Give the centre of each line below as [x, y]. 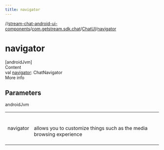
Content [13, 67]
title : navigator [23, 10]
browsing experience [58, 134]
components [18, 29]
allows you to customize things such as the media [91, 129]
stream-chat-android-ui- [33, 23]
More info [15, 77]
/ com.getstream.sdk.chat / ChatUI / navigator [73, 29]
